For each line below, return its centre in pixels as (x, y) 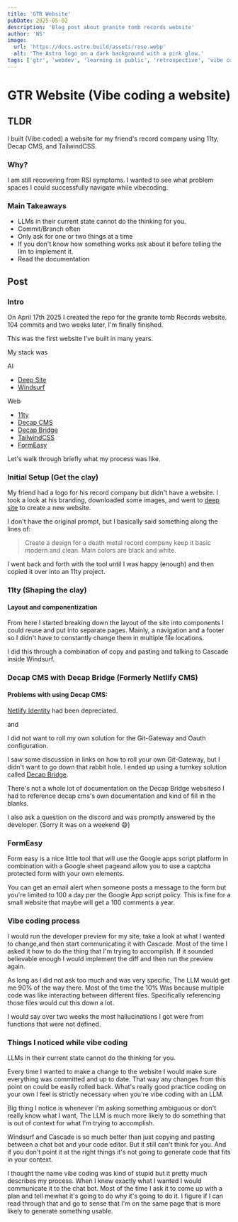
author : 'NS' (27, 34)
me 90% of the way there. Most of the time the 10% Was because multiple (116, 988)
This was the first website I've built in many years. (80, 339)
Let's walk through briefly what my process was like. (84, 459)
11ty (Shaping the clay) (47, 590)
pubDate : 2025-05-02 (38, 21)
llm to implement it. (45, 252)
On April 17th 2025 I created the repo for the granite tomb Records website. (117, 318)
